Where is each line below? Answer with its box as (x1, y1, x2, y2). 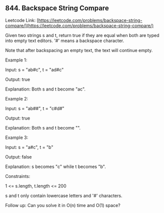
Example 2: (5, 95, 28, 101)
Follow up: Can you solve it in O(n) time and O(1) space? (5, 202, 121, 208)
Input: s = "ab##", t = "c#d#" (5, 105, 64, 111)
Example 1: (5, 57, 27, 63)
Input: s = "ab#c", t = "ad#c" (5, 66, 64, 72)
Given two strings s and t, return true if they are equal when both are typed (5, 32, 159, 38)
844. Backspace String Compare (5, 4, 109, 12)
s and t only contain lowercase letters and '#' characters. (5, 192, 122, 198)
